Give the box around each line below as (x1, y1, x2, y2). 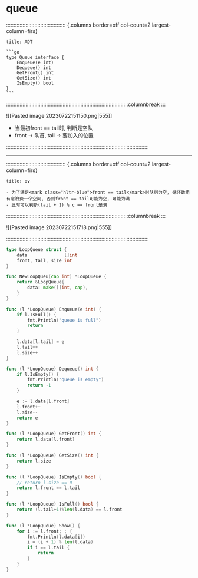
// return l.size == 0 (16, 480, 72, 485)
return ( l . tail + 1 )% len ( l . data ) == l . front (16, 507, 123, 513)
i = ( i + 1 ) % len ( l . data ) (27, 539, 94, 545)
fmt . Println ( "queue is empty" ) (27, 376, 104, 383)
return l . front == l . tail (16, 485, 81, 491)
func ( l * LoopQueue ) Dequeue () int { (6, 366, 99, 372)
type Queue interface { (6, 54, 65, 60)
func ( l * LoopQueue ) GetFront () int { (6, 431, 101, 437)
